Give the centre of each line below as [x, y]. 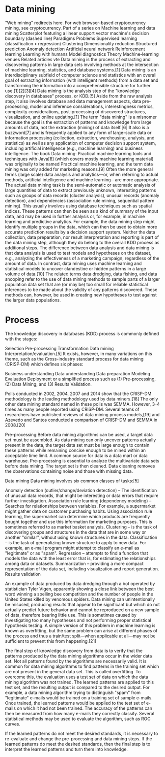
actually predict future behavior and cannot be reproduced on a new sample [82, 610]
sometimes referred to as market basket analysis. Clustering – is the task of [81, 527]
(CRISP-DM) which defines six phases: [44, 364]
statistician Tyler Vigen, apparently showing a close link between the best [80, 589]
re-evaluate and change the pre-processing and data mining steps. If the [79, 739]
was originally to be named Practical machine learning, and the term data [79, 164]
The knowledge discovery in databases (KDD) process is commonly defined [82, 333]
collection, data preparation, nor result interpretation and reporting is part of [82, 237]
